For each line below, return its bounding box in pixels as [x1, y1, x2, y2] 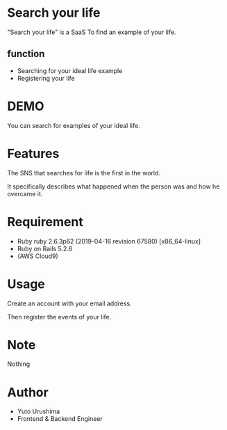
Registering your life [17, 74, 75, 82]
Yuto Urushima [17, 407, 60, 415]
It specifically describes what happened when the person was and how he [7, 182, 220, 191]
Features [7, 145, 60, 161]
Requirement [7, 214, 83, 230]
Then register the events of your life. [7, 312, 112, 321]
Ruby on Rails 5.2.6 [17, 244, 73, 253]
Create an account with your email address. [7, 299, 132, 308]
